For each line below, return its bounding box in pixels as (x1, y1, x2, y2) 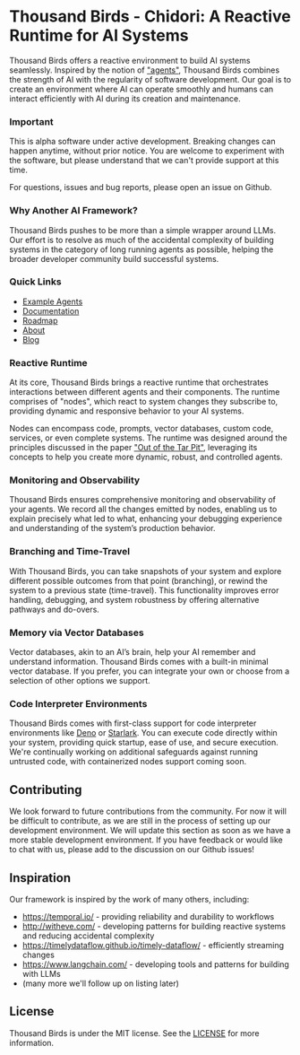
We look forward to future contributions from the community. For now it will (9, 806, 287, 817)
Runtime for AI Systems (9, 25, 189, 46)
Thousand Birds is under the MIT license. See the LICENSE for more (9, 1027, 260, 1038)
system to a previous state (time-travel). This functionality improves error (9, 585, 279, 596)
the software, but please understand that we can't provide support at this (9, 155, 279, 166)
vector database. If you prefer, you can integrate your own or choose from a (9, 666, 290, 676)
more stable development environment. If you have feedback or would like (9, 834, 284, 845)
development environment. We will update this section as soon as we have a (9, 825, 291, 836)
